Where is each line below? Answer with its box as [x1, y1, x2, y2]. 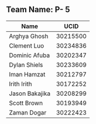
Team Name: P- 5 [6, 5, 70, 15]
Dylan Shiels [9, 61, 43, 69]
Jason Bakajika [9, 89, 51, 98]
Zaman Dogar [9, 108, 47, 116]
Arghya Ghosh [9, 32, 49, 40]
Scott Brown [9, 99, 43, 107]
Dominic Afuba [9, 51, 50, 59]
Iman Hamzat [9, 70, 46, 78]
